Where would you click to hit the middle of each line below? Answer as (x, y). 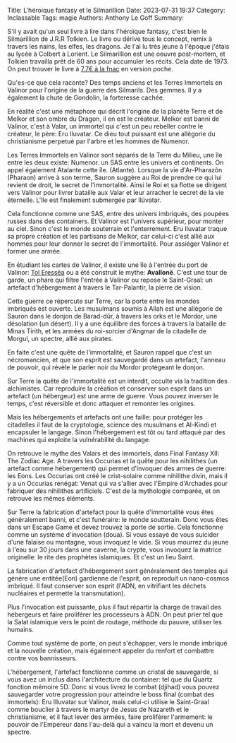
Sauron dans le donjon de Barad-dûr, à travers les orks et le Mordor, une (112, 316)
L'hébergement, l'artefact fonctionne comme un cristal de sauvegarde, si (113, 672)
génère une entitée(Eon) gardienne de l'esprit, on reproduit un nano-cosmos (118, 578)
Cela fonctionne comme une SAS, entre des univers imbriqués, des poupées (118, 214)
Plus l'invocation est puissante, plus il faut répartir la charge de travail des (114, 607)
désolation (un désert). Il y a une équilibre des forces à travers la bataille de (117, 323)
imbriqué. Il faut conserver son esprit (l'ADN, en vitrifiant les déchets (107, 586)
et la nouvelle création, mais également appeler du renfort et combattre (111, 650)
